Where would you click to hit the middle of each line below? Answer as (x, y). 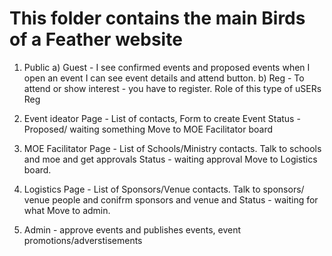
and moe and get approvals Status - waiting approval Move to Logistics (170, 159)
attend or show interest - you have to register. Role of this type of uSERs (172, 88)
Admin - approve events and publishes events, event (132, 229)
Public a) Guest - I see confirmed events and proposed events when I (167, 67)
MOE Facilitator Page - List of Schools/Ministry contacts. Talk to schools (172, 148)
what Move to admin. (67, 210)
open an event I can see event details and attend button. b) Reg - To (164, 78)
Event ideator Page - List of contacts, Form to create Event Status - (162, 118)
